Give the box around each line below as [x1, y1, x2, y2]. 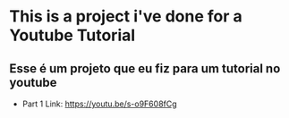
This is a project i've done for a [9, 6, 243, 27]
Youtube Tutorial [9, 25, 136, 46]
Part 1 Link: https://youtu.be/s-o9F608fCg [21, 98, 177, 109]
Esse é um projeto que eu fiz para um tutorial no [9, 61, 281, 76]
